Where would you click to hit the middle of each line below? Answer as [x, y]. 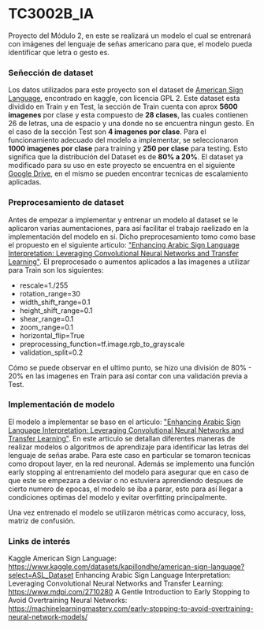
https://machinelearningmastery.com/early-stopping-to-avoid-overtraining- [131, 609]
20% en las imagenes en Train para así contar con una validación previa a [128, 376]
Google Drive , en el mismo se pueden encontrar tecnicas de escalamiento [128, 173]
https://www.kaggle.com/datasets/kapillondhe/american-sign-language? [126, 567]
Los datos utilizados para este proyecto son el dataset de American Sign [126, 90]
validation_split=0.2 [51, 352]
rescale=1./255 [44, 285]
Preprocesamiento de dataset [66, 203]
